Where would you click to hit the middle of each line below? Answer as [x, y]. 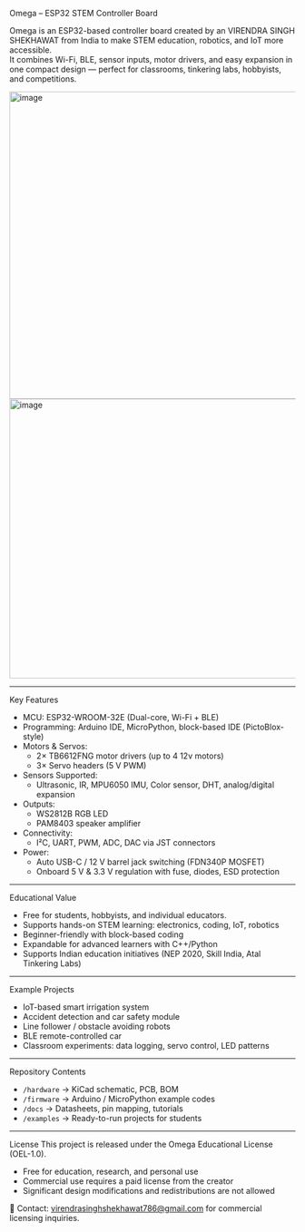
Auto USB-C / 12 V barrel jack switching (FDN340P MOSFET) [150, 862]
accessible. [31, 50]
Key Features [34, 699]
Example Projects [42, 989]
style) [33, 737]
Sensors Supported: [60, 775]
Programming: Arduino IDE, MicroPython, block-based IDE [132, 727]
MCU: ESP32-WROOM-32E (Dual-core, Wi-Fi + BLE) [121, 717]
